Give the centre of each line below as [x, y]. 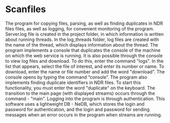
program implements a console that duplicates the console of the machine [83, 50]
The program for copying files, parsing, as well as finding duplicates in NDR [84, 23]
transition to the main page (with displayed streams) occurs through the [80, 93]
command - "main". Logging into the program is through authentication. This [85, 98]
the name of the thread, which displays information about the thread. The [82, 45]
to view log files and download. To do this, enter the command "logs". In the [84, 61]
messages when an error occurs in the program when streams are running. [84, 114]
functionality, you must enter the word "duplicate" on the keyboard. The [80, 88]
